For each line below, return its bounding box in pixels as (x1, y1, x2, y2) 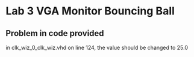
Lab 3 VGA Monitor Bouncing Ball (5, 4, 175, 18)
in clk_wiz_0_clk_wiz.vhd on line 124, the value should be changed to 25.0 (5, 44, 188, 51)
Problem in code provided (5, 28, 104, 38)
